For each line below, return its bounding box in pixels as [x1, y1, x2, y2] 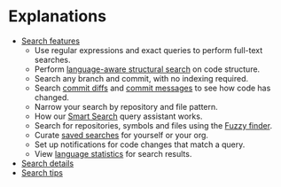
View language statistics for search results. [34, 148, 192, 159]
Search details [20, 158, 74, 168]
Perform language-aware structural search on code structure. [34, 64, 261, 74]
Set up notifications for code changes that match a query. [34, 139, 246, 150]
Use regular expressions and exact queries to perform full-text [34, 44, 263, 55]
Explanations [8, 6, 107, 27]
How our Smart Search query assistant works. [34, 111, 203, 121]
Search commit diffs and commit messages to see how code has [34, 82, 271, 93]
